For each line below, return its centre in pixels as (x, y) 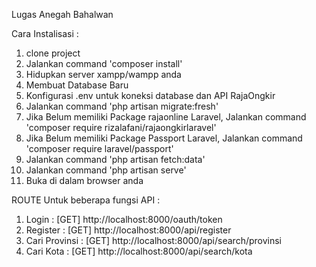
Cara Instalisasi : (45, 33)
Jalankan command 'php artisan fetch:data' (115, 159)
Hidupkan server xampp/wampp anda (103, 74)
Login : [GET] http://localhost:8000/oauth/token (124, 219)
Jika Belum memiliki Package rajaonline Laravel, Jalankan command (166, 117)
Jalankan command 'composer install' (104, 63)
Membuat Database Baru (77, 85)
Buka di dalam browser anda (84, 180)
